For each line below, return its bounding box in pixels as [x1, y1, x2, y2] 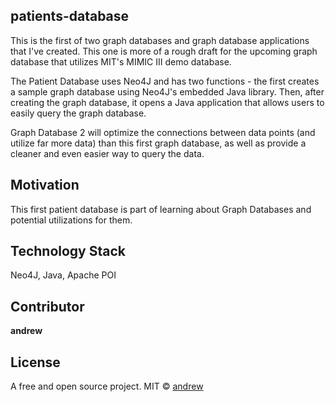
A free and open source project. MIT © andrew [10, 380, 204, 393]
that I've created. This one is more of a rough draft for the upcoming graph [10, 45, 318, 57]
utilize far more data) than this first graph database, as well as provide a [10, 137, 307, 149]
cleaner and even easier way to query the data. [10, 147, 205, 159]
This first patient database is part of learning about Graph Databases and [10, 203, 312, 215]
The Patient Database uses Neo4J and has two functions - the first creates [10, 75, 320, 87]
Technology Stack [10, 243, 126, 260]
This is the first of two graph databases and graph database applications [10, 34, 310, 46]
